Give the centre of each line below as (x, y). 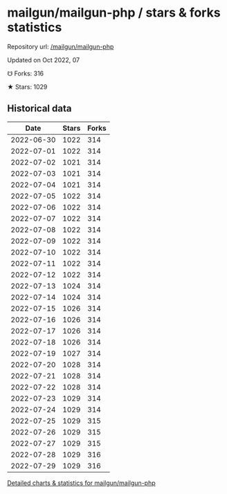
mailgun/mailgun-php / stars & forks (114, 13)
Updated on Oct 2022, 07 (44, 60)
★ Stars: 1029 (27, 86)
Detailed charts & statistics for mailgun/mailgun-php (81, 483)
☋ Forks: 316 (26, 73)
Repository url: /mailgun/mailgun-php (61, 46)
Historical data (39, 109)
